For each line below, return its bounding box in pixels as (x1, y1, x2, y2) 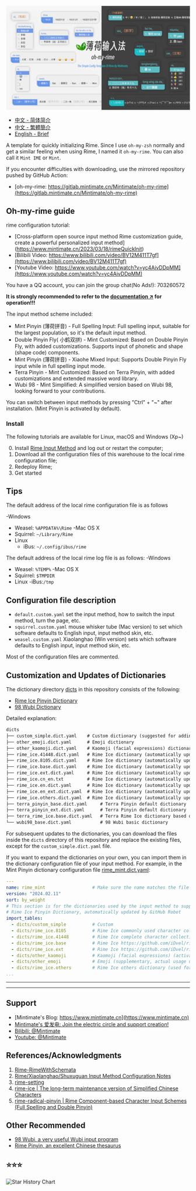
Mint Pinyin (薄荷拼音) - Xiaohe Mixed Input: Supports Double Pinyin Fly (14, 356, 187, 363)
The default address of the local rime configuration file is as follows (6, 501, 168, 509)
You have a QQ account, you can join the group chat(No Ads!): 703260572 (6, 282, 185, 289)
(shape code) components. (14, 349, 80, 356)
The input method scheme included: (6, 310, 93, 318)
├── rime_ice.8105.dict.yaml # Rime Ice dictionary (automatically (6, 757, 181, 764)
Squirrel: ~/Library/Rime (14, 531, 73, 538)
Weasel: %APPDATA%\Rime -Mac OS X (14, 524, 100, 531)
